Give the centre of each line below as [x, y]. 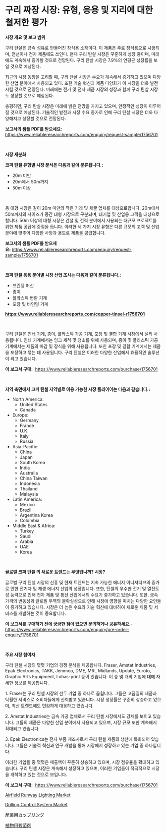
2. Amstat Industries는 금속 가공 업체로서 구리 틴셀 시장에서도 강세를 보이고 [79, 716]
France [27, 425]
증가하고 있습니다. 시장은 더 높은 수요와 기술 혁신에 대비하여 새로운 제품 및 [82, 607]
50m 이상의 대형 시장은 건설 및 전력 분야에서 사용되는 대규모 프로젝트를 [88, 220]
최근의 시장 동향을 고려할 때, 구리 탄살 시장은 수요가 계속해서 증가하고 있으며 [79, 77]
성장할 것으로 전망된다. [44, 118]
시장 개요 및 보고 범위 [25, 37]
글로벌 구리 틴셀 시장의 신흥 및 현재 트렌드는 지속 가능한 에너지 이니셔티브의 [78, 582]
